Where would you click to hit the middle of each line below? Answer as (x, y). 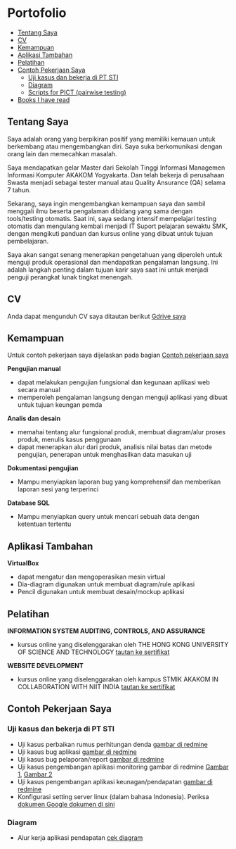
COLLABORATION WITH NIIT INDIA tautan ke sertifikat (96, 687)
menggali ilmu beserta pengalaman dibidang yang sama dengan (100, 211)
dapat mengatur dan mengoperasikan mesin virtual (91, 577)
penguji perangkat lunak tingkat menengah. (70, 277)
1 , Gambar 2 (35, 774)
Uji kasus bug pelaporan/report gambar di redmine (91, 759)
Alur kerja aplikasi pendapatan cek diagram (80, 837)
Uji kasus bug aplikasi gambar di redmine (77, 752)
